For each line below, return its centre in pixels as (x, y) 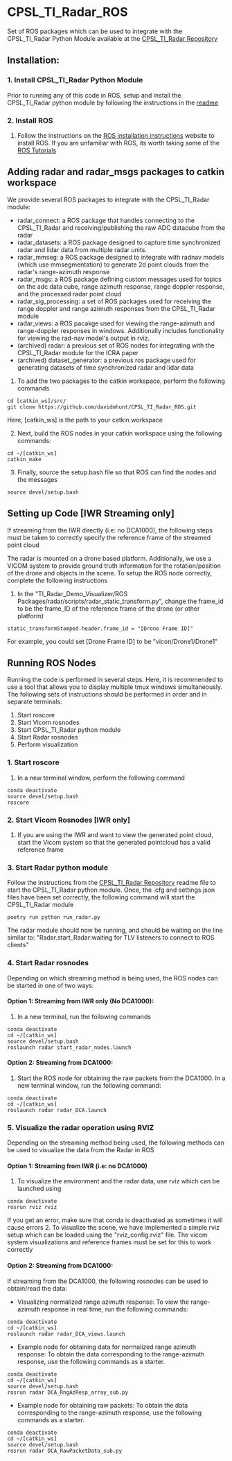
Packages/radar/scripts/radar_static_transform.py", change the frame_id (120, 601)
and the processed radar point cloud (69, 294)
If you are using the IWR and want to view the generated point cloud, (115, 834)
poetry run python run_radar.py (54, 917)
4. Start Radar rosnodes (48, 963)
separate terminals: (35, 702)
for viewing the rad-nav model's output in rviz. (83, 338)
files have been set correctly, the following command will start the (101, 897)
